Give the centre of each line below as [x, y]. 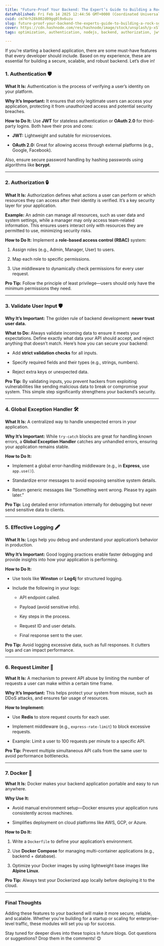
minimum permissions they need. [38, 288]
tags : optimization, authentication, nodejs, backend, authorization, [78, 32]
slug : [10, 23]
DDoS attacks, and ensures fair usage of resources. [57, 698]
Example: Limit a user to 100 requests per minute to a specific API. [79, 741]
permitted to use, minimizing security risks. [48, 230]
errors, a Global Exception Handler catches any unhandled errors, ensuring [81, 442]
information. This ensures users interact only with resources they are [74, 225]
